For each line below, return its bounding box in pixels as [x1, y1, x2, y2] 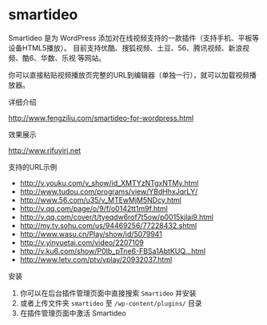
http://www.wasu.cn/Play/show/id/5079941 [19, 229, 162, 239]
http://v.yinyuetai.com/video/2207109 [19, 238, 144, 247]
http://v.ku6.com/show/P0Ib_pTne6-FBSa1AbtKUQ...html [19, 246, 206, 255]
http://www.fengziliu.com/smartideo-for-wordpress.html [8, 113, 194, 122]
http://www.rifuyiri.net [8, 146, 82, 155]
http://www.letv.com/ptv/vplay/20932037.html [19, 255, 173, 264]
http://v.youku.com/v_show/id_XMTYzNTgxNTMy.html [19, 178, 199, 187]
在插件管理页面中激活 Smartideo [19, 308, 126, 318]
